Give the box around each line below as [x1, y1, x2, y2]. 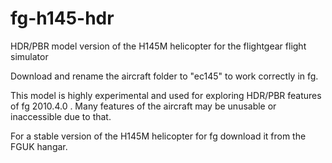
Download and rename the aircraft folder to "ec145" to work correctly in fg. [10, 70, 319, 82]
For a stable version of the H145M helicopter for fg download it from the [10, 130, 307, 142]
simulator [10, 50, 49, 62]
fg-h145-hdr [10, 7, 115, 30]
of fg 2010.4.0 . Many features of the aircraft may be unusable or [10, 100, 277, 112]
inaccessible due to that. [10, 110, 112, 122]
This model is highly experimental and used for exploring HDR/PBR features [10, 89, 322, 101]
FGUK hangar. [10, 140, 68, 152]
